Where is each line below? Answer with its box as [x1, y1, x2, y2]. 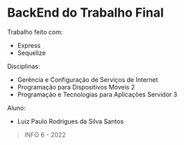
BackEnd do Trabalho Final [7, 5, 165, 21]
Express [17, 41, 41, 49]
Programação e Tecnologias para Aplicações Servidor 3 [17, 90, 178, 99]
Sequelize [17, 49, 47, 57]
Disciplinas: [7, 62, 40, 70]
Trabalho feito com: [7, 28, 63, 36]
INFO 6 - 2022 [24, 130, 66, 139]
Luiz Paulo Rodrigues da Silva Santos [17, 117, 124, 126]
